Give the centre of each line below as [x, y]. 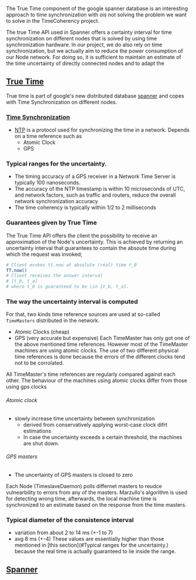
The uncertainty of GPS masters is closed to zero [73, 475]
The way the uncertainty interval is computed [72, 302]
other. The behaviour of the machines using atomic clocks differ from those [97, 380]
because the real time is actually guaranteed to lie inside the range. [95, 551]
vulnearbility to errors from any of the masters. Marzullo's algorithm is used [97, 492]
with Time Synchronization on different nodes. [62, 102]
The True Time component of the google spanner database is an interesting [97, 8]
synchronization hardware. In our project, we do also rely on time [84, 44]
